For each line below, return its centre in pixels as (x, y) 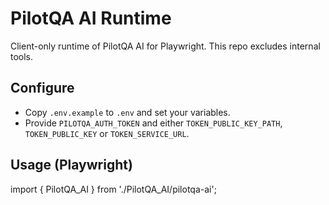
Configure (42, 88)
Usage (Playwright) (71, 165)
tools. (22, 56)
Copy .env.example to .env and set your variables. (127, 112)
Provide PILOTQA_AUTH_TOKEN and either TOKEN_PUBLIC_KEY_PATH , (153, 123)
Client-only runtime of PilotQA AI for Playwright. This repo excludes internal (165, 46)
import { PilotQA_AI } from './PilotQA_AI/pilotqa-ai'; (113, 189)
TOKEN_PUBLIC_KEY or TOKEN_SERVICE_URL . (107, 133)
